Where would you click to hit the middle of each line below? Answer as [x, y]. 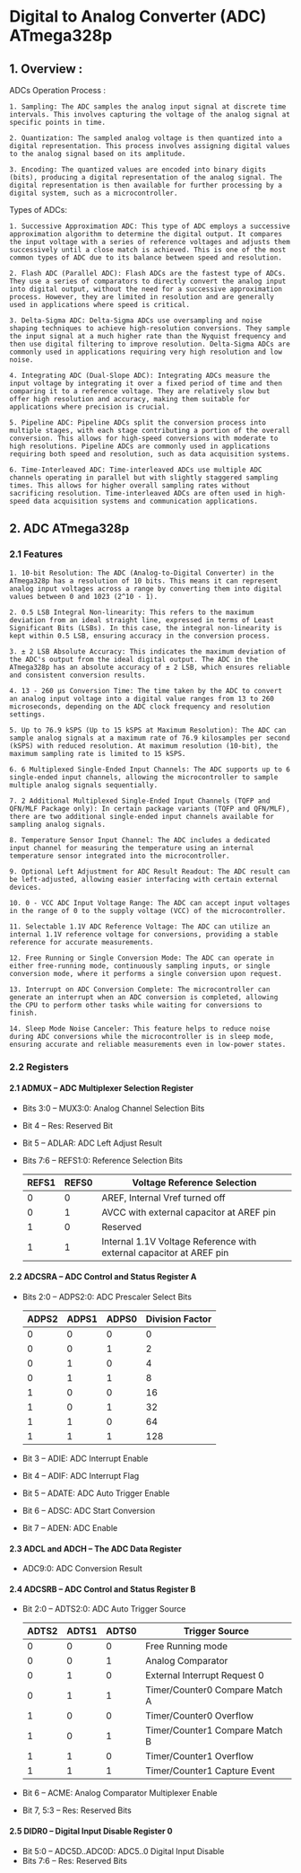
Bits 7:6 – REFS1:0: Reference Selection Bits [103, 1160]
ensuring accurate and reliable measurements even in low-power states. [148, 1044]
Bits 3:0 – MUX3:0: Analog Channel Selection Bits [113, 1108]
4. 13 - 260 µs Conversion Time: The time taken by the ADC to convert [146, 690]
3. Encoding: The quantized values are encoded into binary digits [138, 170]
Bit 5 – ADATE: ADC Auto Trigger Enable [96, 1493]
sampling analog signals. [57, 824]
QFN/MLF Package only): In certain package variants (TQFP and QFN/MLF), [150, 809]
